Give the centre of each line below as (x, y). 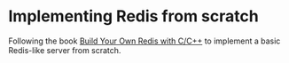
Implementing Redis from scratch (133, 16)
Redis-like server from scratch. (65, 50)
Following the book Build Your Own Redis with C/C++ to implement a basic (144, 41)
